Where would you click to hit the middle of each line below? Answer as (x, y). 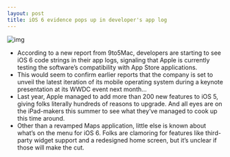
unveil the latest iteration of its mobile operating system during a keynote (120, 82)
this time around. (41, 118)
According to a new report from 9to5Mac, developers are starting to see (119, 53)
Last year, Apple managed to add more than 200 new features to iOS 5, (117, 96)
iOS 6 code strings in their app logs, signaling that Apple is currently (113, 60)
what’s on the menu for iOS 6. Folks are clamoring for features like (110, 133)
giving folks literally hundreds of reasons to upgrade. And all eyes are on (119, 104)
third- (213, 133)
